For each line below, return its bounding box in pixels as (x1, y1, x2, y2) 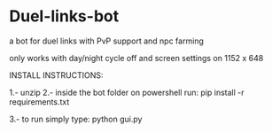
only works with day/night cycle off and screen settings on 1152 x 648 (9, 52, 264, 63)
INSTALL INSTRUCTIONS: (9, 69, 104, 81)
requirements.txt (9, 96, 70, 107)
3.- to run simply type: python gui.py (9, 113, 143, 124)
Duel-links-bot (9, 6, 120, 27)
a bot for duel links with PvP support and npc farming (9, 35, 204, 46)
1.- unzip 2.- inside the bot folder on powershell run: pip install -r (9, 87, 245, 98)
